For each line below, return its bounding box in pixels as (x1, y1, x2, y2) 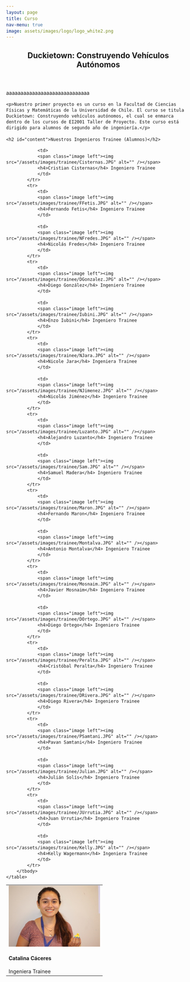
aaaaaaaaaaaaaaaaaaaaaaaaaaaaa (6, 89, 89, 96)
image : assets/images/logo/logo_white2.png (6, 28, 114, 34)
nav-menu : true (6, 22, 43, 28)
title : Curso (6, 15, 38, 22)
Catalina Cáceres (8, 954, 51, 961)
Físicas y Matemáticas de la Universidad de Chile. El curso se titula (6, 107, 184, 113)
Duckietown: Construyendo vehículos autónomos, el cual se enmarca (6, 113, 174, 119)
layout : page (6, 9, 38, 15)
